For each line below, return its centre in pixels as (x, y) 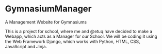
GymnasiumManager (49, 9)
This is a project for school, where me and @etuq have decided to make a (79, 31)
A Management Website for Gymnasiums (46, 22)
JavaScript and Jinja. (26, 46)
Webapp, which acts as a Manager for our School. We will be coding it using (81, 36)
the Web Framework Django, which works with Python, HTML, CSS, (73, 41)
